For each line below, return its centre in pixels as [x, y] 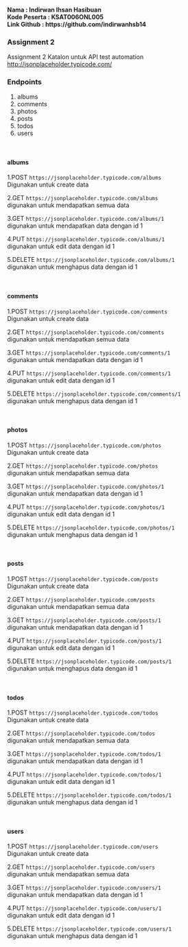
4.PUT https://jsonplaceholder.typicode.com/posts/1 [84, 640]
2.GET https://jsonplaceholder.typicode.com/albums [83, 198]
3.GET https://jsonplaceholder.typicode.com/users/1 [84, 887]
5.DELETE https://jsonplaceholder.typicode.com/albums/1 [91, 260]
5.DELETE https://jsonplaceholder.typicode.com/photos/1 [91, 527]
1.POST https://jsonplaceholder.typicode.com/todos [83, 712]
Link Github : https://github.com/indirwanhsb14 [77, 24]
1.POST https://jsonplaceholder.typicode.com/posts [83, 579]
